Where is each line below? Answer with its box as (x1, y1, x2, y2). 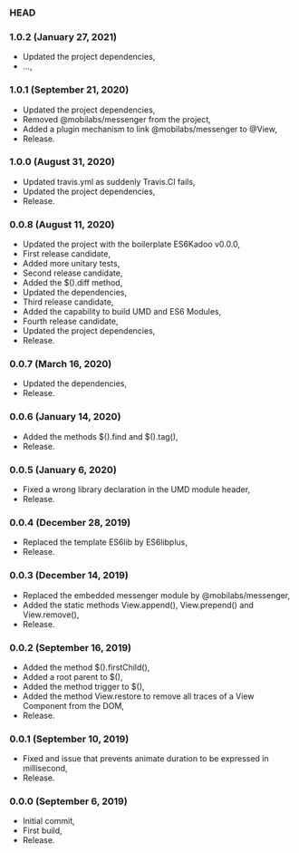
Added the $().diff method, (22, 277, 123, 288)
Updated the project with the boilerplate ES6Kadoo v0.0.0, (22, 238, 241, 250)
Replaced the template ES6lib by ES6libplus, (22, 537, 188, 548)
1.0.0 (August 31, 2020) (9, 156, 115, 169)
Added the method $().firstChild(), (22, 662, 150, 673)
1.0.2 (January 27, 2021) (9, 30, 118, 43)
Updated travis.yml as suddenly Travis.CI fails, (22, 176, 196, 187)
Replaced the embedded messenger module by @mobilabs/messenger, (22, 589, 291, 600)
